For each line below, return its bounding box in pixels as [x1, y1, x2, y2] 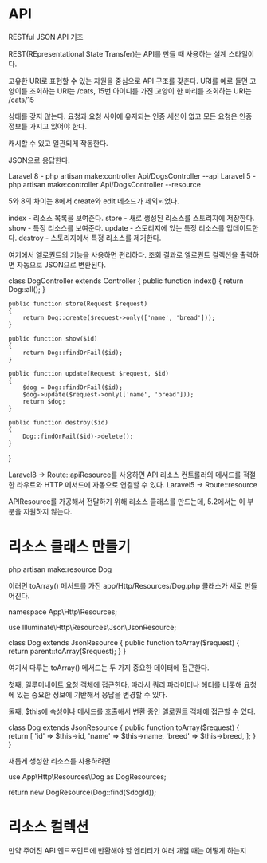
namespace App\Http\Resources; [8, 607, 118, 617]
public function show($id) [8, 334, 98, 343]
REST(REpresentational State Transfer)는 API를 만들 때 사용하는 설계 [8, 49, 227, 58]
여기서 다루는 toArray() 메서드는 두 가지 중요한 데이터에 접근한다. [8, 663, 210, 672]
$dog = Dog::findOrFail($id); [22, 384, 124, 392]
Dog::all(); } [8, 284, 46, 294]
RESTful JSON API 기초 [8, 32, 84, 41]
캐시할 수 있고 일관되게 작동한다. [8, 138, 109, 148]
